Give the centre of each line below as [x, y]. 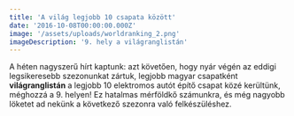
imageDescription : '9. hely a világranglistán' [99, 42]
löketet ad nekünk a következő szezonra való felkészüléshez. [120, 104]
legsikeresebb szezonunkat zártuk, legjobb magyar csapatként [124, 76]
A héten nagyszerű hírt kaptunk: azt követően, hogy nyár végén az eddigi [143, 67]
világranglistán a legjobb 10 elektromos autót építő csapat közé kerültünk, [145, 85]
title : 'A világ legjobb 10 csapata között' [93, 17]
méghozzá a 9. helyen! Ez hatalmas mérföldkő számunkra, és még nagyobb [147, 95]
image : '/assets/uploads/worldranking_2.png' [94, 33]
